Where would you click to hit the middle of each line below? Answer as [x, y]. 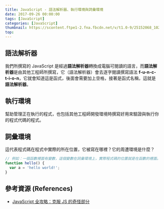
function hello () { [25, 163]
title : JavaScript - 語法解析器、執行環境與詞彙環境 [54, 10]
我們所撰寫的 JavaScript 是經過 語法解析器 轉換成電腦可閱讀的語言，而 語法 [79, 66]
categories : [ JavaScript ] [31, 23]
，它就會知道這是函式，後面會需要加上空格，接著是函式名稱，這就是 [87, 78]
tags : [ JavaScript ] [25, 19]
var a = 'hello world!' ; [35, 168]
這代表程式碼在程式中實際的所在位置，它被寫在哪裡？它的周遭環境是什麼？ [80, 149]
